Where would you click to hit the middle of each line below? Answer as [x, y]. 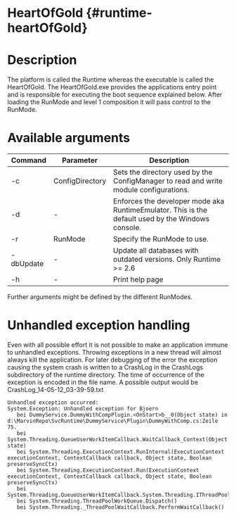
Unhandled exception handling [99, 326]
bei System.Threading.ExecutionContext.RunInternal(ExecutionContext [120, 452]
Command [29, 160]
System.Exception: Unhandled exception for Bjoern [83, 409]
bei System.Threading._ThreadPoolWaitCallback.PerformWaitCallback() [120, 507]
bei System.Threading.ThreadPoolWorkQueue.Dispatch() [97, 501]
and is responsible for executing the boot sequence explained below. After [115, 95]
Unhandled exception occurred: [53, 403]
